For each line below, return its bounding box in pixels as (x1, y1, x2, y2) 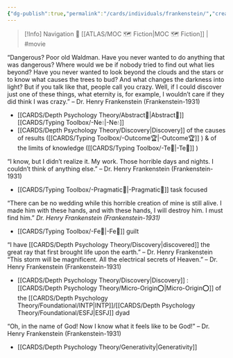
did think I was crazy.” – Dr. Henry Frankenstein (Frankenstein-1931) (7, 97, 200, 105)
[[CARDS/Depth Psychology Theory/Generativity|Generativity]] (17, 343, 198, 351)
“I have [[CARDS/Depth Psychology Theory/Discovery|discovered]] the (7, 240, 210, 248)
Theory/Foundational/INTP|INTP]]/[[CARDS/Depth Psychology (17, 301, 196, 309)
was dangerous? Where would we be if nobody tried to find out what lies (7, 60, 215, 69)
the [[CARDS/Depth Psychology (17, 293, 109, 302)
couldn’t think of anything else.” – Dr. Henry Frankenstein (7, 164, 170, 173)
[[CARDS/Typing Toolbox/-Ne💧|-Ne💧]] (17, 118, 125, 126)
